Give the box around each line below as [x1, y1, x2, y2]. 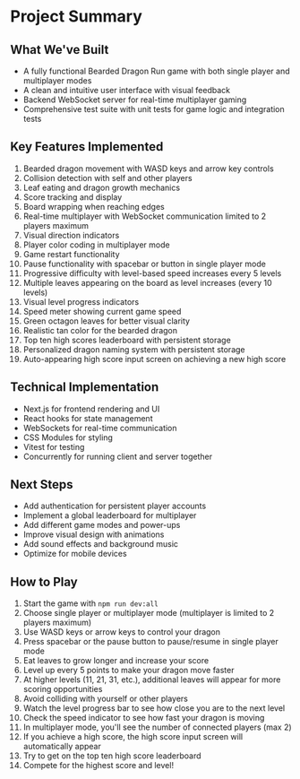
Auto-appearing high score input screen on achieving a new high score [22, 353, 287, 364]
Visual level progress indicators [22, 296, 140, 307]
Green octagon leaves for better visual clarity [22, 316, 191, 326]
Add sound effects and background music [22, 539, 178, 550]
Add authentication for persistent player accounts [22, 500, 207, 512]
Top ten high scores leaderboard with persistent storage [22, 334, 231, 345]
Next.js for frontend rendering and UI [22, 403, 160, 414]
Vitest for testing [22, 441, 85, 452]
